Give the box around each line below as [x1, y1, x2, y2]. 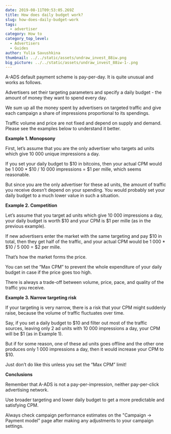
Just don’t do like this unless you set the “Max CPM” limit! [5, 362, 127, 368]
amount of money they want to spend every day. [5, 95, 107, 101]
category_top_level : [5, 36, 50, 42]
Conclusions [5, 371, 33, 378]
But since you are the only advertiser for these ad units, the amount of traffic [5, 181, 166, 188]
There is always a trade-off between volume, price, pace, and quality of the [5, 279, 164, 285]
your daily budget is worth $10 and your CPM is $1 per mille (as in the [5, 218, 151, 224]
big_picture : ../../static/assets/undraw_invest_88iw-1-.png [5, 60, 138, 65]
